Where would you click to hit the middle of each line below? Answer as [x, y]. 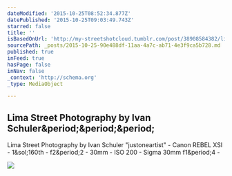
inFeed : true [26, 58]
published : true [30, 52]
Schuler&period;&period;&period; [81, 128]
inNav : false [26, 71]
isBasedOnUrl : [28, 39]
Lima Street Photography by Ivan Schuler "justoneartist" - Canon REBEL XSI [115, 145]
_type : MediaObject [35, 84]
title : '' [21, 33]
